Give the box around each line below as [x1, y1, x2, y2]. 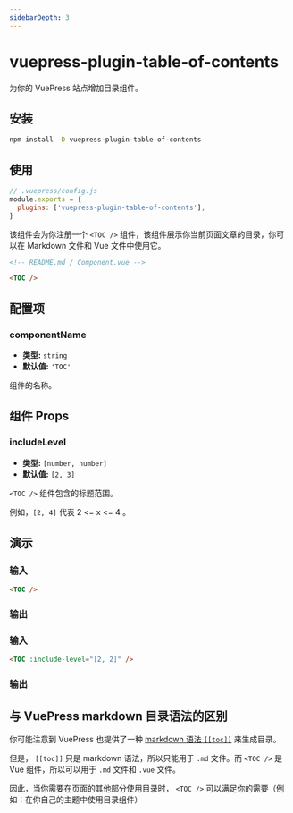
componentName [9, 328, 87, 341]
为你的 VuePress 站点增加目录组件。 [9, 82, 143, 93]
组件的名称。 [9, 380, 56, 390]
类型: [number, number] [21, 457, 107, 468]
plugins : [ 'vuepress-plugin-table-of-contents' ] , [17, 203, 205, 212]
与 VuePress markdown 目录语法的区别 [9, 708, 228, 724]
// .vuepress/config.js [9, 187, 98, 196]
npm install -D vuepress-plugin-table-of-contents [9, 135, 202, 144]
